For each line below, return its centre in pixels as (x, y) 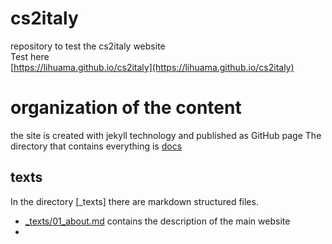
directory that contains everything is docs (96, 146)
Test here (30, 56)
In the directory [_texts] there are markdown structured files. (134, 201)
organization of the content (126, 108)
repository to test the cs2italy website (88, 46)
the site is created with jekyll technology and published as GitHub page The (166, 135)
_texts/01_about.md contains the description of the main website (157, 221)
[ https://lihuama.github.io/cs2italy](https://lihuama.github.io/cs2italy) (152, 67)
